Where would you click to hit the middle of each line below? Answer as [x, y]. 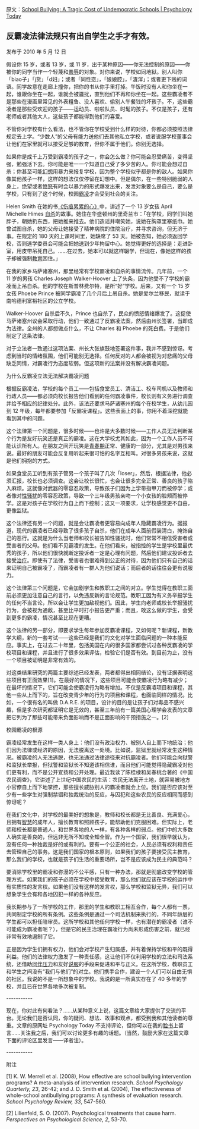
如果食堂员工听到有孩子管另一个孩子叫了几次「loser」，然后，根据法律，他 [97, 473]
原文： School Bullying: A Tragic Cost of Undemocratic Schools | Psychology [99, 9]
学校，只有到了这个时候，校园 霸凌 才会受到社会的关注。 [73, 193]
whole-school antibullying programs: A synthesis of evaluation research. [94, 1095]
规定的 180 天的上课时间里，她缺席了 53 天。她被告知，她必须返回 [102, 236]
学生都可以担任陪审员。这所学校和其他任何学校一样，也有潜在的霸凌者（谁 [97, 921]
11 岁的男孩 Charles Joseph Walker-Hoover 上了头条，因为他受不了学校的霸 [98, 278]
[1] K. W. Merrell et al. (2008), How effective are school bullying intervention [99, 1076]
